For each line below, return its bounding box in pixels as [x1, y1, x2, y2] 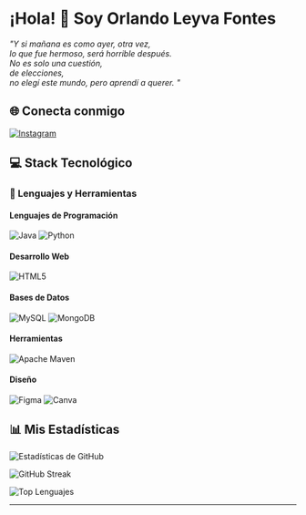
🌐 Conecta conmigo [9, 104, 126, 119]
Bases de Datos [9, 292, 70, 304]
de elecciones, [9, 67, 65, 78]
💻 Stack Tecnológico [9, 155, 133, 171]
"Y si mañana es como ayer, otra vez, [9, 38, 151, 49]
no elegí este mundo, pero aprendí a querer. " [9, 77, 180, 88]
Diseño [9, 374, 37, 386]
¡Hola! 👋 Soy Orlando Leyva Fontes [9, 8, 276, 29]
